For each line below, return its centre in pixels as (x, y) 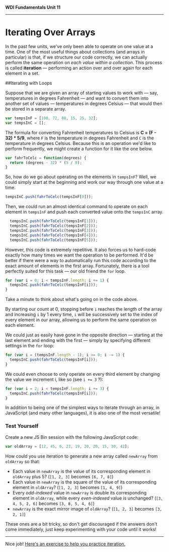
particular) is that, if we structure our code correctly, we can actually (76, 57)
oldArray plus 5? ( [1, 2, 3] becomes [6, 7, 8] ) (63, 476)
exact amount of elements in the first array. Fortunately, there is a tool (77, 266)
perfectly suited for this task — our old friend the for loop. (65, 271)
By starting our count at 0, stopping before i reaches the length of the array (84, 309)
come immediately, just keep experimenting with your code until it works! (81, 529)
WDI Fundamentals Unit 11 (33, 7)
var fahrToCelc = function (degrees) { (46, 158)
